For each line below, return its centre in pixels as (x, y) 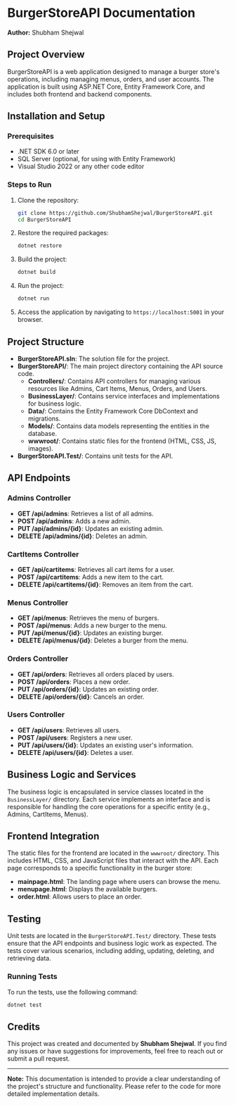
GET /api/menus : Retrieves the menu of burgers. (88, 618)
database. (42, 433)
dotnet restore (40, 246)
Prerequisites (31, 137)
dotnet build (37, 273)
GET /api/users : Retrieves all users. (69, 730)
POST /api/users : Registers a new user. (75, 737)
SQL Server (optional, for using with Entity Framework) (96, 159)
